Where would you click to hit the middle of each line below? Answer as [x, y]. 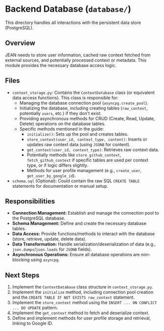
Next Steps [22, 275]
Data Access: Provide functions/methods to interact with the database [83, 234]
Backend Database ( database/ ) [68, 9]
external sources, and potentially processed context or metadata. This [76, 60]
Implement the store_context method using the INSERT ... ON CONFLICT [84, 303]
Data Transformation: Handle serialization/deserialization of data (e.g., [84, 244]
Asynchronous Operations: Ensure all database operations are [76, 255]
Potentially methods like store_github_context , [74, 154]
